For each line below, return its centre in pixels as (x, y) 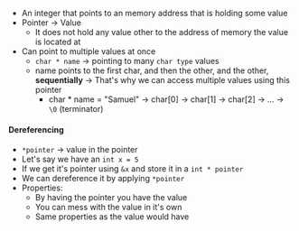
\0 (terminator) (76, 109)
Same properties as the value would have (112, 217)
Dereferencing (36, 129)
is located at (58, 42)
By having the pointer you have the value (111, 198)
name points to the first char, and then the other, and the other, (152, 70)
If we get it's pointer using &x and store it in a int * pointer (132, 169)
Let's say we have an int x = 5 (80, 159)
